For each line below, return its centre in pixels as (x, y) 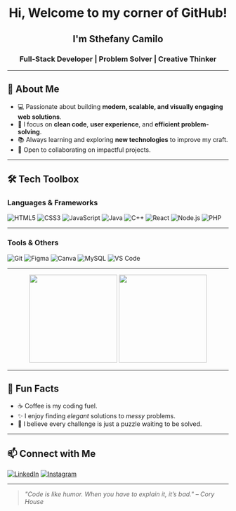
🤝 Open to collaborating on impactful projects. (84, 150)
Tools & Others (33, 242)
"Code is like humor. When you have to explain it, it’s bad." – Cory (119, 494)
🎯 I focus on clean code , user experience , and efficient (99, 124)
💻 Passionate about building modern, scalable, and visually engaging (120, 106)
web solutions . (39, 117)
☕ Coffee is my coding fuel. (57, 406)
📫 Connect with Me (52, 454)
